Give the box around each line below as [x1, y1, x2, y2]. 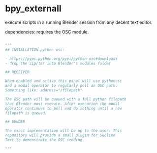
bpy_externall [5, 3, 62, 14]
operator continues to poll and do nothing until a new [5, 106, 122, 111]
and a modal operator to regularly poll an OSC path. [5, 83, 118, 88]
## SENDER [5, 119, 26, 124]
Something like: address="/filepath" [5, 88, 83, 93]
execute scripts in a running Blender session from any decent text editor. [5, 19, 153, 25]
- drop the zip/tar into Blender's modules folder [5, 61, 111, 66]
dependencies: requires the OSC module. [5, 29, 89, 35]
